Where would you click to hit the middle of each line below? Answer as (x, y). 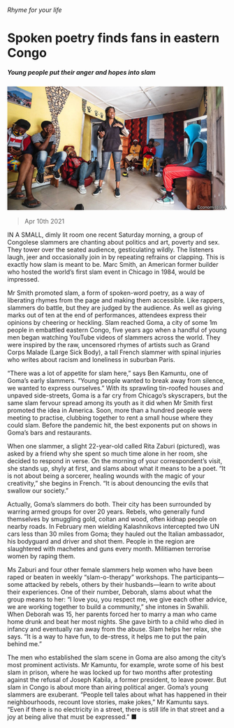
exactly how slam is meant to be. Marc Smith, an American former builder (113, 265)
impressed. (23, 279)
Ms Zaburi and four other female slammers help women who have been (110, 570)
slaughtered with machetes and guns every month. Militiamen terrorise (109, 549)
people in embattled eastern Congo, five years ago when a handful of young (117, 330)
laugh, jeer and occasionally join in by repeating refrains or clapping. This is (116, 257)
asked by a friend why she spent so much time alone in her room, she (108, 453)
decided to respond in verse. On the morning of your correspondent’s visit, (115, 461)
